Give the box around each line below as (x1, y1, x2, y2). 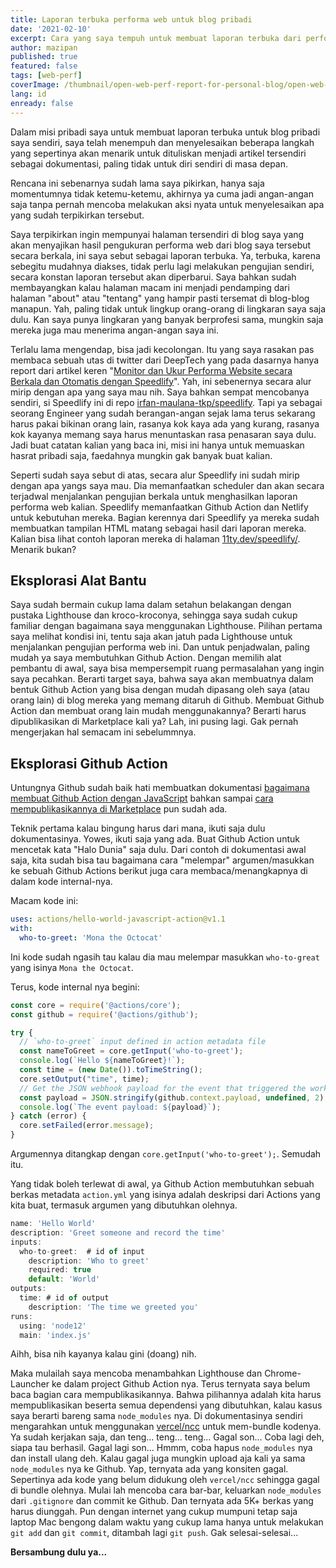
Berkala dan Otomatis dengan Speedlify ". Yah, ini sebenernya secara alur (10, 375, 312, 387)
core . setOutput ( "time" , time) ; (19, 1074, 150, 1084)
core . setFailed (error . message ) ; (19, 1121, 155, 1131)
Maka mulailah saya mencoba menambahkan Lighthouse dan (10, 1367, 263, 1380)
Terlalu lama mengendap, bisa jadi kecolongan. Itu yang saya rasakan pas (10, 343, 315, 355)
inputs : (10, 1237, 43, 1247)
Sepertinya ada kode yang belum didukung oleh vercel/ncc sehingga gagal (10, 1474, 320, 1486)
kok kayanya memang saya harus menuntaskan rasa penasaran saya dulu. (10, 428, 317, 440)
